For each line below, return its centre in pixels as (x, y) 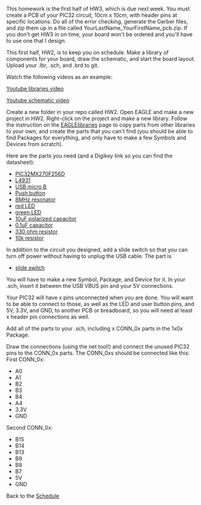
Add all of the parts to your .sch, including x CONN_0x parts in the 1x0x (94, 329)
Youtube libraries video (35, 89)
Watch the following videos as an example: (59, 77)
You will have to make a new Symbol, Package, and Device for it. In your (96, 279)
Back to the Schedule (33, 496)
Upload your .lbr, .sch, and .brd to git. (53, 65)
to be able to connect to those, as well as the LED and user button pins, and (100, 304)
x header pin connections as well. (48, 317)
